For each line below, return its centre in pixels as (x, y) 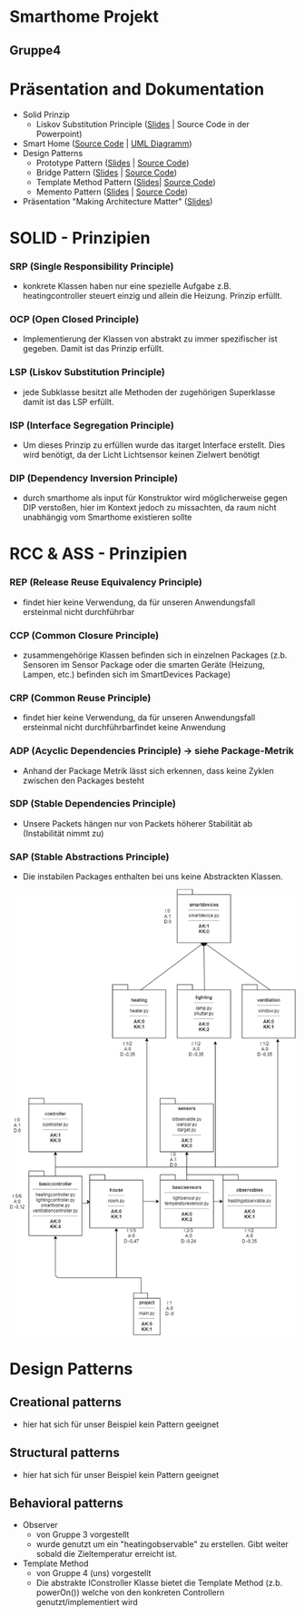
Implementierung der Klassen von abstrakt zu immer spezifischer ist (150, 339)
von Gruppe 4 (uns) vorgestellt (93, 1573)
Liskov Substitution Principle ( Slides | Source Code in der (143, 124)
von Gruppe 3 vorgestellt (83, 1535)
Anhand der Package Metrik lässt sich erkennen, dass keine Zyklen (148, 770)
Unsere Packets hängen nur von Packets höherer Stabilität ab (137, 823)
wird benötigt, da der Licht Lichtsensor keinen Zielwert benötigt (141, 454)
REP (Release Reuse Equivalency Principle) (106, 582)
